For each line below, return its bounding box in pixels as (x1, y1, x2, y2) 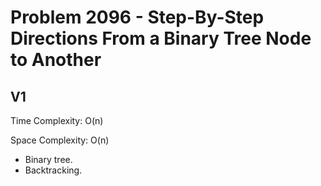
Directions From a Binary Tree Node (10, 27, 312, 50)
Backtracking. (24, 164, 83, 176)
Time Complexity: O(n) (10, 115, 104, 126)
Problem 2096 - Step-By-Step (10, 6, 265, 29)
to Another (10, 49, 102, 71)
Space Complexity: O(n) (10, 134, 110, 146)
